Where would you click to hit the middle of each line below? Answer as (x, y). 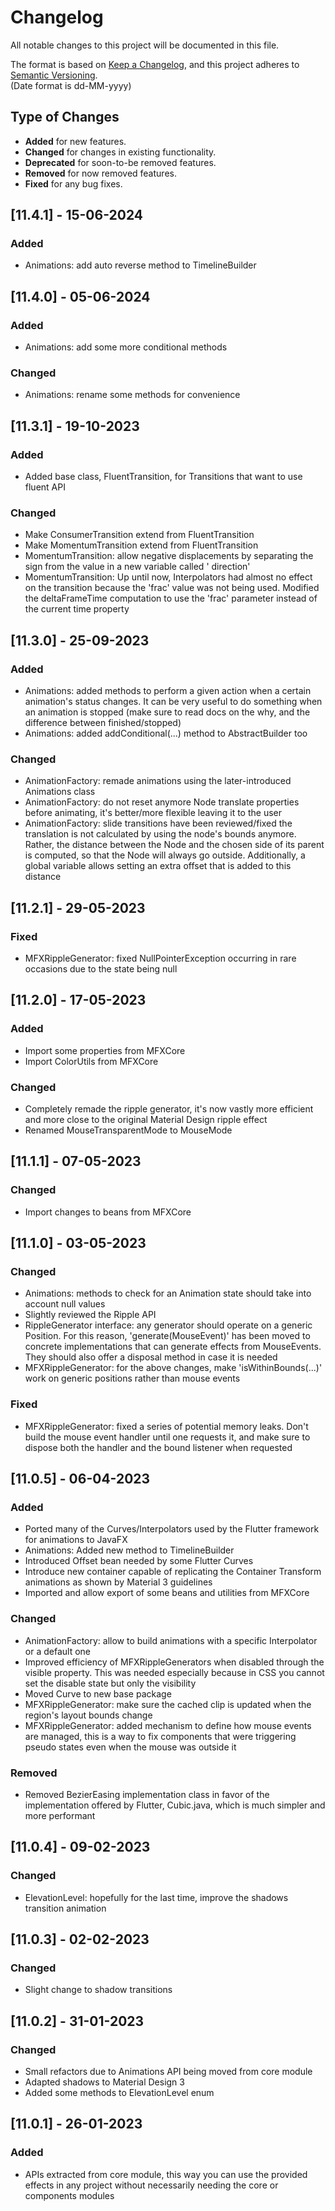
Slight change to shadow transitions (98, 1990)
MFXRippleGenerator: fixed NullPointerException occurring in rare (160, 958)
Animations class (60, 792)
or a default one (57, 1651)
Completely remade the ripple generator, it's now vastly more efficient (169, 1109)
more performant (60, 1816)
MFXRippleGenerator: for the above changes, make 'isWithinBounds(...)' (173, 1368)
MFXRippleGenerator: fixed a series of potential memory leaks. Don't (166, 1426)
